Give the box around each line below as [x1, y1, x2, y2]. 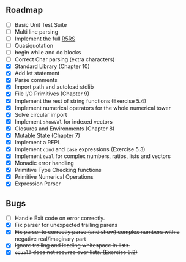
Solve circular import [14, 111, 68, 118]
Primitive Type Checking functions [14, 167, 102, 174]
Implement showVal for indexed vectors [14, 118, 113, 125]
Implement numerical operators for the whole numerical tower [14, 104, 171, 111]
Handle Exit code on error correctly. [14, 214, 105, 222]
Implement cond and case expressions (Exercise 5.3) [14, 145, 146, 152]
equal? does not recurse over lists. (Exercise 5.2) [14, 249, 138, 256]
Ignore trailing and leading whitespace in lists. [14, 242, 130, 249]
